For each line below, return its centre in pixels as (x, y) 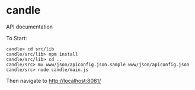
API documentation (30, 27)
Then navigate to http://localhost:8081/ (54, 81)
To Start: (17, 38)
